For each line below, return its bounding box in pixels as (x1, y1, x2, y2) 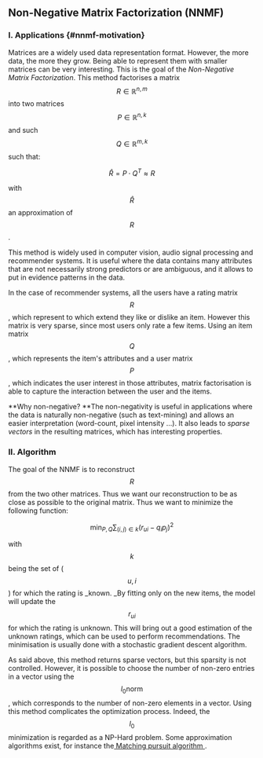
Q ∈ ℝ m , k (115, 137, 148, 148)
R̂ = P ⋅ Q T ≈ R (108, 167, 155, 178)
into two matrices (8, 99, 64, 108)
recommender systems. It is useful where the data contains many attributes (8, 256, 253, 265)
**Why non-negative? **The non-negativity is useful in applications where (8, 402, 253, 412)
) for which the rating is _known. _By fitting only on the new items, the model (8, 588, 256, 598)
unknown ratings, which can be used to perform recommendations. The (8, 632, 241, 641)
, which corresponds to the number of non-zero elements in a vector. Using (8, 698, 252, 708)
